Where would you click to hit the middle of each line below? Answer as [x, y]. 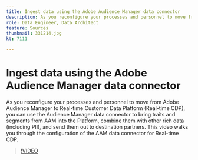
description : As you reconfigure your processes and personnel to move [96, 17]
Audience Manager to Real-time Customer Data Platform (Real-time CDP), [96, 108]
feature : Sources [27, 28]
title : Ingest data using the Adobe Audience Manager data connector [93, 11]
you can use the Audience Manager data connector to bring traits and [91, 114]
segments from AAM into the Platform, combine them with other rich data [95, 121]
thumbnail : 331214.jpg [34, 34]
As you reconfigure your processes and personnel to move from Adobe [93, 102]
